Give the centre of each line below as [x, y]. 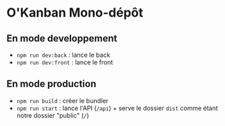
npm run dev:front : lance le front [64, 62]
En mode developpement [62, 38]
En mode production [52, 84]
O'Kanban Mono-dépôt [75, 13]
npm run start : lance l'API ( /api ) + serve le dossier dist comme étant [117, 108]
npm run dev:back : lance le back [63, 55]
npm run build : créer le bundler [62, 100]
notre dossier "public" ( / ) [53, 115]
